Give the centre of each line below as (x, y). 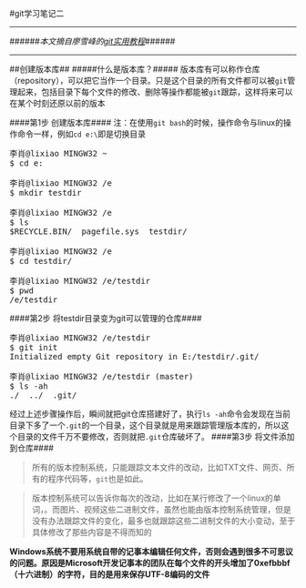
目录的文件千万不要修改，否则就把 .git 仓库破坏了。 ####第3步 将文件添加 (156, 436)
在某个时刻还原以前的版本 (57, 103)
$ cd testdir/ (41, 261)
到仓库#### (32, 448)
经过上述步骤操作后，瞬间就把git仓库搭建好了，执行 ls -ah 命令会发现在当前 (150, 414)
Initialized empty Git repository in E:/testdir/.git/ (134, 356)
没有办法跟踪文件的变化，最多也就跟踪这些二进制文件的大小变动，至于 (163, 521)
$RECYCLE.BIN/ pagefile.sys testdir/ (98, 232)
